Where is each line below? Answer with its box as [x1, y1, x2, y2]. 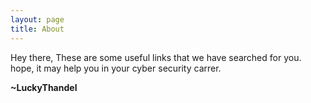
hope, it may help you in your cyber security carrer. [10, 62, 222, 74]
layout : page [10, 14, 65, 25]
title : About [10, 24, 65, 34]
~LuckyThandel [10, 81, 78, 93]
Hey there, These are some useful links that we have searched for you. [10, 51, 302, 63]
